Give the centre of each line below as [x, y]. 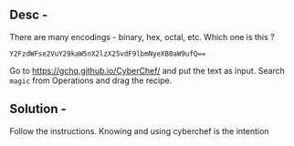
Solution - [38, 109]
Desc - [29, 15]
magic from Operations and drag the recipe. [91, 80]
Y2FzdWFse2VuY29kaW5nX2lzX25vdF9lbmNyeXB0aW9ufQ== [108, 54]
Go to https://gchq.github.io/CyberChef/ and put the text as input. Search [147, 70]
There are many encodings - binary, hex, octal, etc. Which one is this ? [142, 36]
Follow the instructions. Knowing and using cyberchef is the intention [139, 130]
